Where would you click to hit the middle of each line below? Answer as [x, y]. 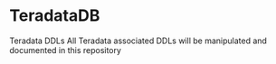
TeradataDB [55, 16]
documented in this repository [66, 50]
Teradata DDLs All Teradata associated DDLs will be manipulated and [138, 41]
